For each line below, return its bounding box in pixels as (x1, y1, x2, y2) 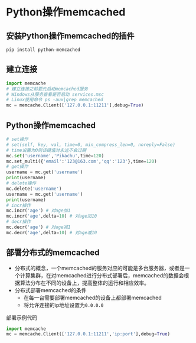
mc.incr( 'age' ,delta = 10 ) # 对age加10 (6, 213, 97, 219)
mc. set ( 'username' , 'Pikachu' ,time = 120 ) (6, 153, 104, 158)
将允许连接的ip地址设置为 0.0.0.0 (23, 301, 104, 308)
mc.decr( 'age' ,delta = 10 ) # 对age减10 (6, 229, 97, 235)
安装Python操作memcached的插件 (6, 31, 135, 41)
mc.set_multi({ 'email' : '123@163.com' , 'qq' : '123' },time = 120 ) (6, 158, 158, 164)
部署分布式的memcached (6, 248, 100, 258)
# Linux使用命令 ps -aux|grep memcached (6, 97, 103, 103)
